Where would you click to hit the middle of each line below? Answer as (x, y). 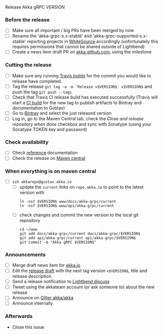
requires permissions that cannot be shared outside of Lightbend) (78, 47)
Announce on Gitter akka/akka (43, 298)
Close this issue (28, 327)
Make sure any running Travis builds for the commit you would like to (82, 76)
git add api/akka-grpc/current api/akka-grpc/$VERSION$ (78, 238)
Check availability (27, 142)
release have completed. (37, 81)
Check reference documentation (45, 153)
